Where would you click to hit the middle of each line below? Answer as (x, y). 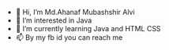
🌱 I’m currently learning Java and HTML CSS (88, 29)
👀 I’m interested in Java (54, 20)
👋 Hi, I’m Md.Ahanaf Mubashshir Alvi (75, 12)
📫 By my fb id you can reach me (69, 37)
